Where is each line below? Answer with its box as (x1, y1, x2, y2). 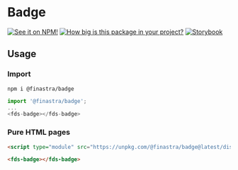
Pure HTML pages (7, 128, 71, 138)
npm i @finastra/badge (7, 85, 74, 92)
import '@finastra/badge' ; (7, 97, 87, 104)
